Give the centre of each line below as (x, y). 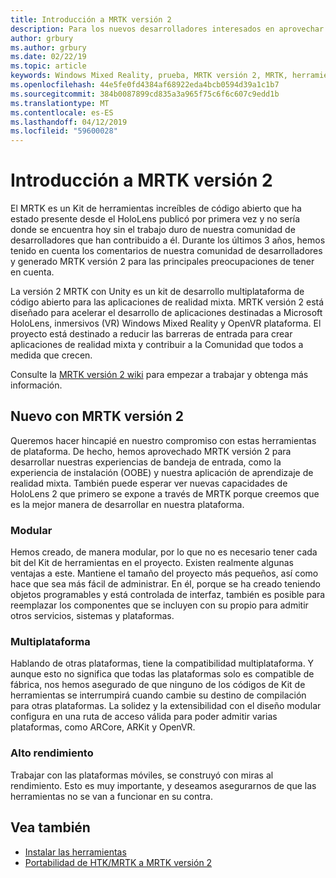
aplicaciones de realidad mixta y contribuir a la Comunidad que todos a (157, 345)
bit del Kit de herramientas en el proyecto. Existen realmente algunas (152, 563)
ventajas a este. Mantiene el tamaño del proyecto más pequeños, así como (164, 573)
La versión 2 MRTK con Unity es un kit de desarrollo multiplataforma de (157, 292)
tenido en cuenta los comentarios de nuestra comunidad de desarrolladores (166, 251)
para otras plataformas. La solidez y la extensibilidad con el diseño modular (166, 706)
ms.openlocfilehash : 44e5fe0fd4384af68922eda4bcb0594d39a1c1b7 (145, 85)
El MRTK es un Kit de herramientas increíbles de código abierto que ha (156, 208)
